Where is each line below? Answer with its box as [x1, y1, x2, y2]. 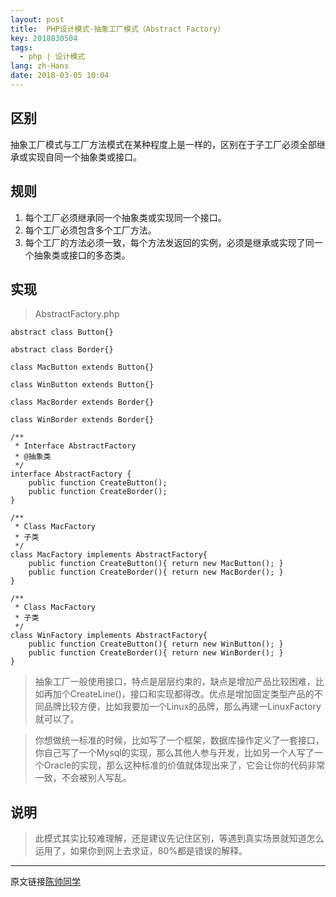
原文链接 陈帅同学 [10, 876, 81, 888]
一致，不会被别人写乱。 [34, 772, 132, 784]
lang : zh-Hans [10, 61, 70, 71]
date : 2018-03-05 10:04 [10, 71, 110, 81]
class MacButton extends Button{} [10, 362, 155, 373]
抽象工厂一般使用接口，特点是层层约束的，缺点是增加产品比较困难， [34, 676, 316, 688]
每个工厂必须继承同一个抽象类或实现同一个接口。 [24, 211, 227, 223]
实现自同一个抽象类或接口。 [27, 151, 142, 163]
